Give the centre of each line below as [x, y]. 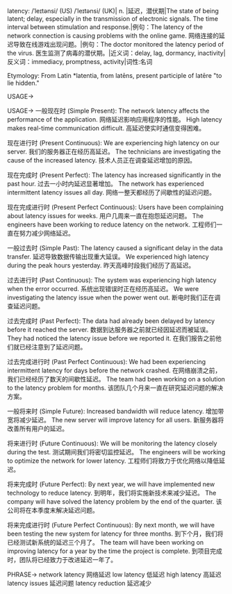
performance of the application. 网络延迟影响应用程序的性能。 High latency [115, 119]
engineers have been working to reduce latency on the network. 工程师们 [112, 224]
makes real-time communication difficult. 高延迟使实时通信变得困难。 [106, 128]
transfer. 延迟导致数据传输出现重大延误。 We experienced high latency [108, 257]
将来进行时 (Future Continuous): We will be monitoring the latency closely [112, 443]
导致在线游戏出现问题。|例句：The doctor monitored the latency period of [118, 44]
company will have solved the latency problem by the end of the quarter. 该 [115, 502]
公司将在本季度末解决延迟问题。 [53, 510]
